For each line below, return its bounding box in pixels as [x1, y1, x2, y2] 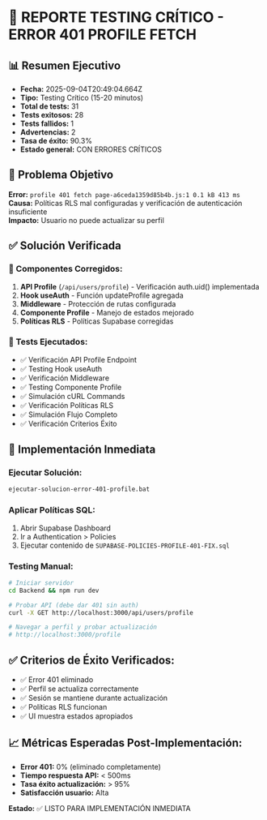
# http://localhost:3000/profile [8, 631, 121, 639]
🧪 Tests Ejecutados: [8, 337, 88, 348]
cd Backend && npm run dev [8, 586, 100, 595]
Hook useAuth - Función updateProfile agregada [19, 290, 184, 300]
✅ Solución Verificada [8, 239, 121, 253]
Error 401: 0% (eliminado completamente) [19, 762, 162, 771]
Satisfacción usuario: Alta [19, 788, 109, 797]
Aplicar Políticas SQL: [8, 504, 95, 516]
